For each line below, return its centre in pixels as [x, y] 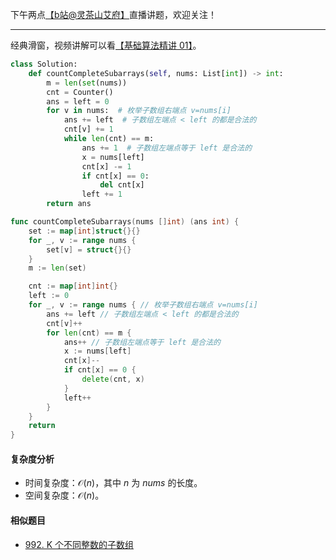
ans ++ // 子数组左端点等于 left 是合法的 [142, 342]
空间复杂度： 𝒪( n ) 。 [64, 495]
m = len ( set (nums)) [87, 83]
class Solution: [44, 64]
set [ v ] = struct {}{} [89, 249]
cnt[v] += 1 [88, 129]
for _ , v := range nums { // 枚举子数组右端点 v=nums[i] [143, 305]
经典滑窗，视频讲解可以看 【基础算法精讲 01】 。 [106, 45]
